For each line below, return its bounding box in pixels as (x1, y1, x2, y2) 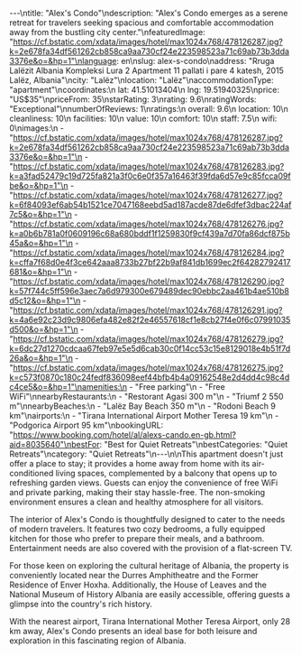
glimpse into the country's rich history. (9, 599, 153, 609)
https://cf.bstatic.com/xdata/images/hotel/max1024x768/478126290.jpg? (13, 276, 285, 287)
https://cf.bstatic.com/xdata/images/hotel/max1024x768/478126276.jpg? (13, 218, 284, 229)
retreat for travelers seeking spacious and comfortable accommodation (9, 17, 274, 28)
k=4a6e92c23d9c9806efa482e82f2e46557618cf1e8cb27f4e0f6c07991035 (9, 315, 291, 325)
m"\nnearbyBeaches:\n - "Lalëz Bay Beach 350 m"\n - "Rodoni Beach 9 (9, 401, 277, 411)
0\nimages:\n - (9, 123, 65, 134)
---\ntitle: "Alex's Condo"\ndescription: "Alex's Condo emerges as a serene (9, 8, 288, 18)
